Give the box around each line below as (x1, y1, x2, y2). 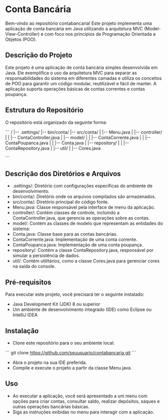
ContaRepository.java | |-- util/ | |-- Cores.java (5, 145, 101, 151)
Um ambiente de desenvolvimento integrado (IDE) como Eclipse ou (12, 306, 152, 312)
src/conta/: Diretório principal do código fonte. (12, 199, 109, 205)
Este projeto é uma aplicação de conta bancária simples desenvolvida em (5, 64, 158, 70)
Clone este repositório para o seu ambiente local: (12, 340, 115, 346)
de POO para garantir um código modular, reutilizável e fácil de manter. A (5, 80, 157, 86)
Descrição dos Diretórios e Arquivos (5, 169, 121, 178)
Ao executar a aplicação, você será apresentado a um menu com (12, 393, 147, 399)
